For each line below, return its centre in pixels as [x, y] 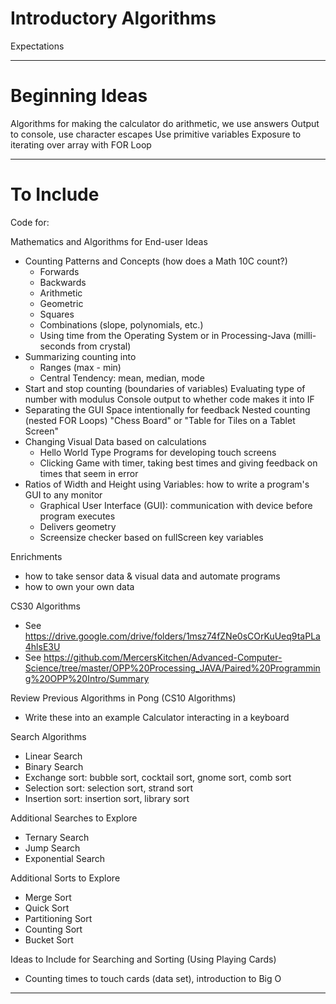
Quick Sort [47, 908]
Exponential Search [65, 858]
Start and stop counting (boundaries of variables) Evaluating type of [165, 388]
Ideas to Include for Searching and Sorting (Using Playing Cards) [143, 959]
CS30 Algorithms [45, 606]
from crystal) [104, 346]
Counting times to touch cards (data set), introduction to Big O [153, 978]
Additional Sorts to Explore [65, 878]
